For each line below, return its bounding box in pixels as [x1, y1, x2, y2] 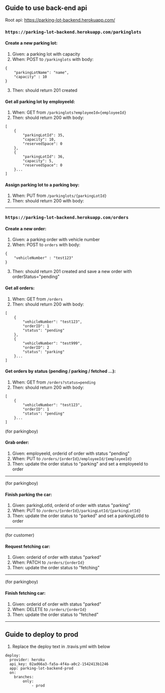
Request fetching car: [5, 543, 51, 549]
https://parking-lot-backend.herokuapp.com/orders [5, 215, 129, 221]
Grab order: [5, 440, 29, 445]
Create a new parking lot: [5, 40, 58, 46]
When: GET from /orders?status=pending [12, 379, 96, 385]
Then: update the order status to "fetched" [12, 611, 99, 617]
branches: [14, 674, 34, 679]
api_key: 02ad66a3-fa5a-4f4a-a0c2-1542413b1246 [9, 662, 109, 666]
